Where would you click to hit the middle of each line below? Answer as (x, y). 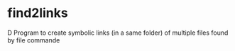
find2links (38, 13)
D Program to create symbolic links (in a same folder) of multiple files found (118, 33)
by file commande (34, 40)
